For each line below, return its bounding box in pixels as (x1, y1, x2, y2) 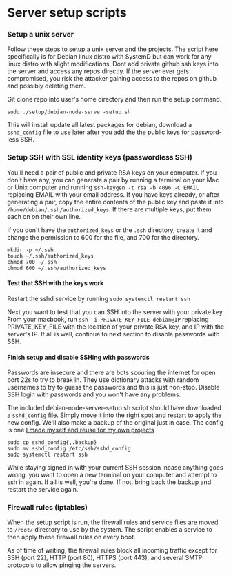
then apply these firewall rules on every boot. (7, 533, 136, 541)
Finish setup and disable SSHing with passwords (7, 353, 150, 361)
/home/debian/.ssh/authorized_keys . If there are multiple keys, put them (7, 205, 212, 213)
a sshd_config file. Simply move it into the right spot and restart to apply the (7, 411, 222, 419)
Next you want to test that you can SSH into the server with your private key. (7, 307, 225, 316)
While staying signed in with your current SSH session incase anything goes (7, 463, 223, 472)
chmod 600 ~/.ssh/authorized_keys (7, 265, 107, 271)
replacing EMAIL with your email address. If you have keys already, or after (7, 190, 220, 198)
